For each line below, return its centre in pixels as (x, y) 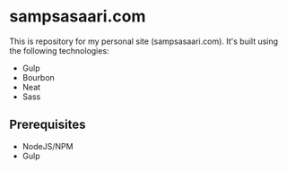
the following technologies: (59, 50)
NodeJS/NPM (48, 146)
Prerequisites (48, 125)
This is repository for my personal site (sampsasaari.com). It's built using (144, 41)
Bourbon (39, 77)
